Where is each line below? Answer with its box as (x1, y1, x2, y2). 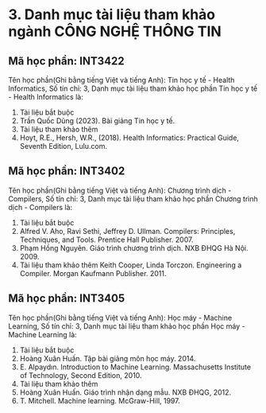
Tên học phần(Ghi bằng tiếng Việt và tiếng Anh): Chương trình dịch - (8, 185, 232, 195)
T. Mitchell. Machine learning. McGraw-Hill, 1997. (19, 395, 180, 405)
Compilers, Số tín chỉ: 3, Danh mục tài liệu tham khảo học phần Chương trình (8, 193, 258, 204)
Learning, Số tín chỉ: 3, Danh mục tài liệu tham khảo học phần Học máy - (8, 321, 245, 331)
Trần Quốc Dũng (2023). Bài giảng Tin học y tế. (19, 116, 175, 125)
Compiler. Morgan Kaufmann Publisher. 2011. (19, 268, 167, 278)
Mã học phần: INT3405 (8, 292, 125, 306)
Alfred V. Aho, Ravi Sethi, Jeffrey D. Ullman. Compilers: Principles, (19, 226, 236, 236)
